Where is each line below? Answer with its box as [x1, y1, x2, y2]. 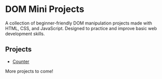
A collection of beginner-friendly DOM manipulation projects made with [5, 20, 152, 26]
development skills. [5, 30, 45, 36]
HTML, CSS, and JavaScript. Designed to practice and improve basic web [5, 25, 157, 31]
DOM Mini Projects [5, 3, 84, 15]
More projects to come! [5, 68, 53, 74]
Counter [12, 58, 29, 64]
